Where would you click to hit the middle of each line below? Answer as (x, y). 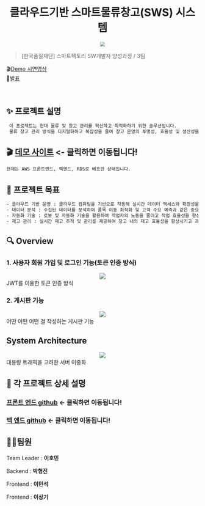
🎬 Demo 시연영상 (27, 69)
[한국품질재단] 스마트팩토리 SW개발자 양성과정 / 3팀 (83, 56)
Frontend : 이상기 (27, 497)
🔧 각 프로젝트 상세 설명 (46, 383)
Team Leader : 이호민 (33, 458)
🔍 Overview (30, 241)
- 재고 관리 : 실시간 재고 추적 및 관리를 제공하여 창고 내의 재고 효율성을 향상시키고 (99, 221)
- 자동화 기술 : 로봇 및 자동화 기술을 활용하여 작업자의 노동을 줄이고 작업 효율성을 (98, 215)
